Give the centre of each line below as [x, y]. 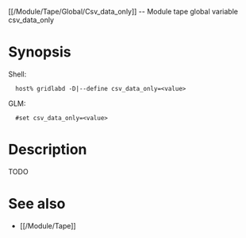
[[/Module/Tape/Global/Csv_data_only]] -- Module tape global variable [123, 12]
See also [37, 204]
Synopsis [40, 52]
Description [48, 150]
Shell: [17, 74]
